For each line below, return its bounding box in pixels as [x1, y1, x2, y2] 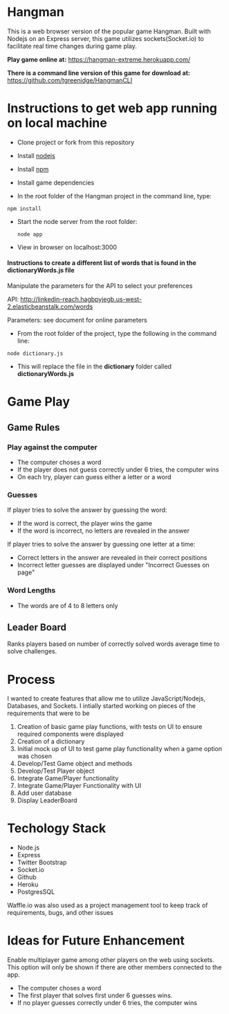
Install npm [17, 164, 49, 173]
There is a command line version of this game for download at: [7, 69, 190, 77]
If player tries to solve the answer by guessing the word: [7, 506, 167, 514]
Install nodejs [17, 151, 55, 160]
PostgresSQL [17, 888, 55, 896]
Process [7, 671, 55, 687]
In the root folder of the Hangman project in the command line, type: [17, 191, 212, 200]
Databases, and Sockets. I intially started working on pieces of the [7, 702, 196, 710]
